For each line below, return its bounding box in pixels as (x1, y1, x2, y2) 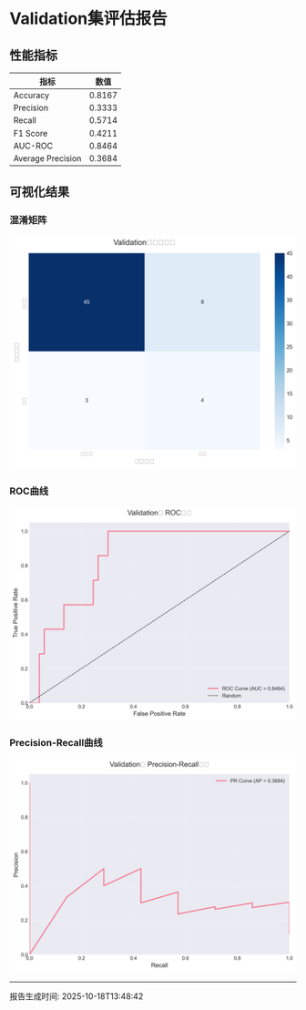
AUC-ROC (13, 140, 54, 151)
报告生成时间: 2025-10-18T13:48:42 (9, 991, 144, 1002)
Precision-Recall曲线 (9, 736, 103, 749)
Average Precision (13, 153, 82, 164)
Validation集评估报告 (9, 8, 168, 29)
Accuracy (13, 89, 50, 100)
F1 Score (13, 128, 48, 138)
